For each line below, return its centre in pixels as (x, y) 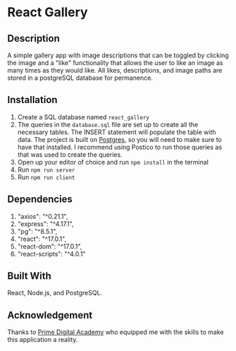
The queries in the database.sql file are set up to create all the (108, 124)
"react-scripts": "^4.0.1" (51, 254)
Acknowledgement (50, 315)
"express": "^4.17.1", (45, 224)
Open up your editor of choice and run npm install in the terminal (113, 162)
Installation (32, 100)
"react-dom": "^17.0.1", (50, 246)
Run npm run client (46, 177)
